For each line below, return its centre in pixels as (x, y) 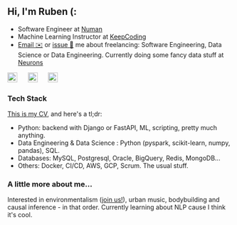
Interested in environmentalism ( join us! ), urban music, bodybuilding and (114, 200)
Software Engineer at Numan (60, 29)
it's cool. (20, 215)
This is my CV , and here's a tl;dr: (55, 114)
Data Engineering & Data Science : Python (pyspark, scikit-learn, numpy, (124, 143)
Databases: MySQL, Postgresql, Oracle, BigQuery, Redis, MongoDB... (119, 158)
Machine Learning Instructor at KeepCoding (82, 36)
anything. (31, 136)
